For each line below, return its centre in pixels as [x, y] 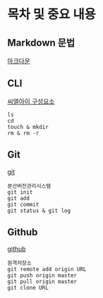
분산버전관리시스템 [29, 186]
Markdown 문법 [41, 43]
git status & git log [39, 211]
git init [20, 192]
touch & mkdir [28, 127]
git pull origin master [42, 282]
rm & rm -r [23, 133]
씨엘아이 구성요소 [31, 101]
